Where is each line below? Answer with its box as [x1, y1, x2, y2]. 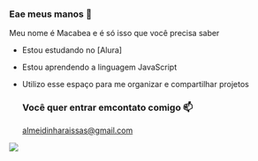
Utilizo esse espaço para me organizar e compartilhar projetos [21, 79, 249, 90]
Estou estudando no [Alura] [21, 45, 122, 55]
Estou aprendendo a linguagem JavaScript [21, 62, 178, 73]
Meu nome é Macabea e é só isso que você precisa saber [9, 28, 220, 39]
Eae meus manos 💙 [9, 8, 93, 20]
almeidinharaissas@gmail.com [21, 125, 133, 135]
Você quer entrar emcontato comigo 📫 [21, 101, 193, 113]
